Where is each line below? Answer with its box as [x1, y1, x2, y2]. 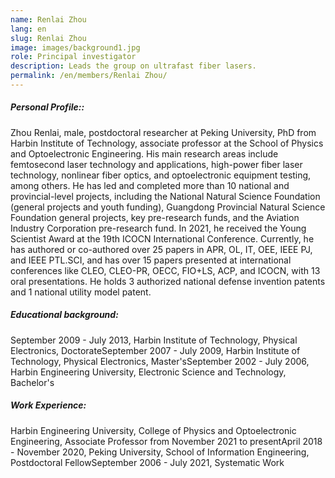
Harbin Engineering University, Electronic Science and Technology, [10, 366, 287, 378]
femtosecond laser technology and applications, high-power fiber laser [10, 158, 303, 170]
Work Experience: [10, 399, 87, 411]
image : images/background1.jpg [10, 42, 141, 53]
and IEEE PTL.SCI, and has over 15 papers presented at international [10, 254, 292, 266]
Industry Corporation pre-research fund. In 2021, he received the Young [10, 222, 307, 234]
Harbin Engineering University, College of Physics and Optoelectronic [10, 424, 297, 436]
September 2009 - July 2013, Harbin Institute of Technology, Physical [10, 334, 298, 346]
